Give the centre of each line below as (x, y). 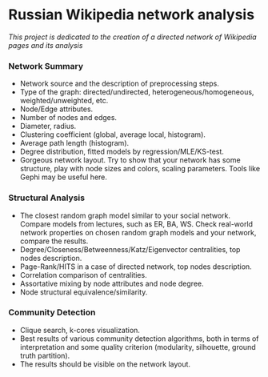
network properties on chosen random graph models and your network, (138, 232)
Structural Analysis (47, 198)
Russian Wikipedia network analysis (131, 15)
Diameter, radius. (48, 126)
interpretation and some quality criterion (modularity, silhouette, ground (138, 347)
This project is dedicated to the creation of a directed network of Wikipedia (133, 37)
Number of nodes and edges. (68, 118)
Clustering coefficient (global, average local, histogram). (113, 134)
